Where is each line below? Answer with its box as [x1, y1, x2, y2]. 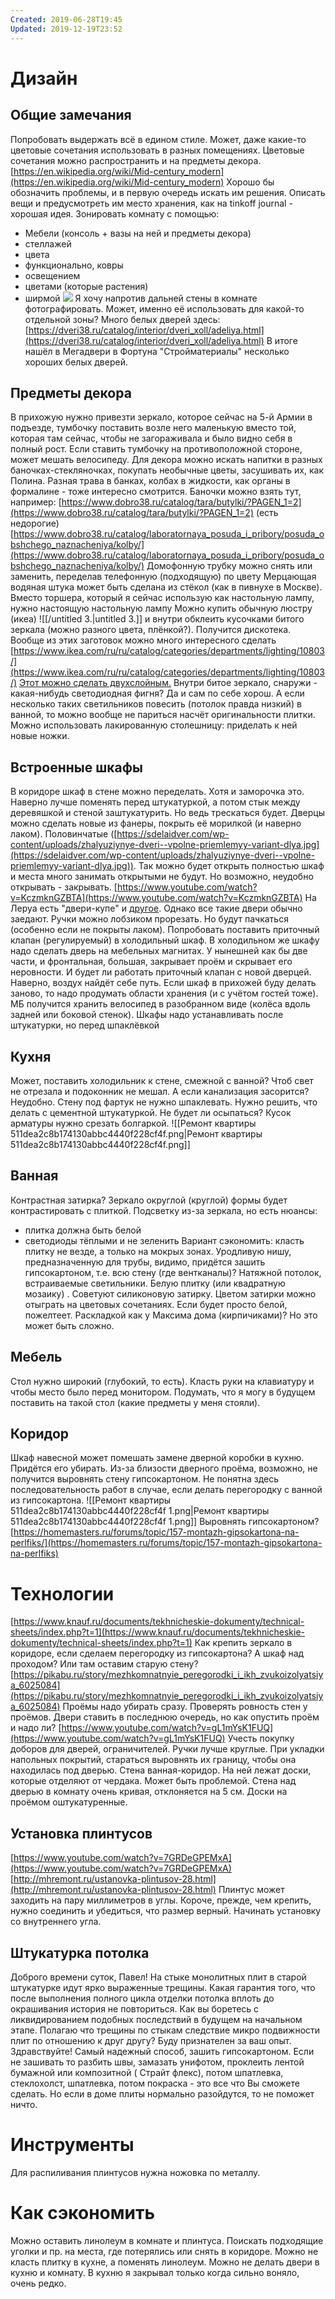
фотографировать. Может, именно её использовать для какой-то [24, 302, 305, 315]
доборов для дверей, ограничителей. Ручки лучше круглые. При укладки [10, 1743, 325, 1755]
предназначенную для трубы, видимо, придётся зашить [24, 1256, 266, 1268]
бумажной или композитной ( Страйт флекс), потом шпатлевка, [10, 2066, 284, 2078]
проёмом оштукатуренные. [10, 1796, 128, 1808]
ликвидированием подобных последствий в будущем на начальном [10, 2013, 303, 2025]
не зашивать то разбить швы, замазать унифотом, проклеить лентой [10, 2056, 305, 2068]
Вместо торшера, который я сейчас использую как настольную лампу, [10, 592, 315, 604]
